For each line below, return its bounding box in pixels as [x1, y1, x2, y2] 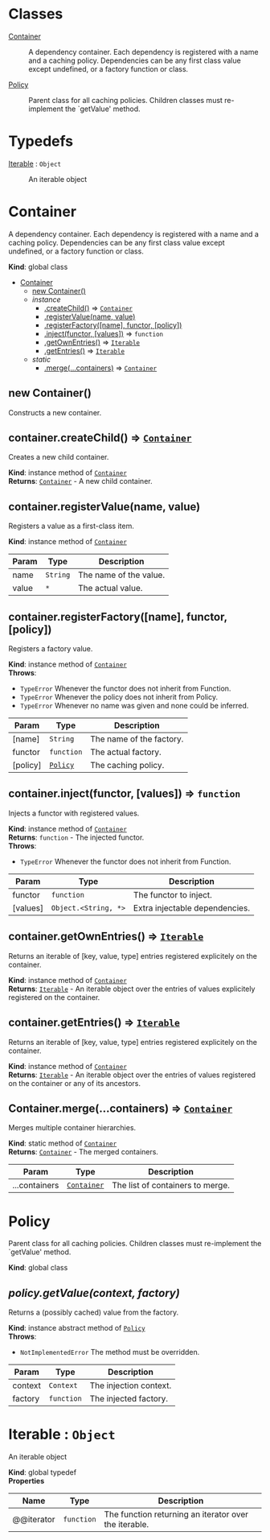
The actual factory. [89, 746, 162, 758]
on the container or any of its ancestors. [8, 1078, 141, 1088]
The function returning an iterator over [104, 1509, 249, 1520]
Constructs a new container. [8, 407, 102, 417]
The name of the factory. [89, 733, 184, 745]
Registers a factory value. [8, 644, 93, 654]
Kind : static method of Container [8, 1138, 117, 1148]
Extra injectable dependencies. [133, 902, 251, 914]
